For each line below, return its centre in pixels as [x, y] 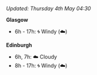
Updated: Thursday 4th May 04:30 [48, 8]
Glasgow [17, 20]
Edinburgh [19, 45]
